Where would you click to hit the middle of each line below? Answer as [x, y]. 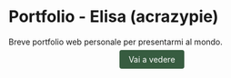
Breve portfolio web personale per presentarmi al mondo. [116, 42]
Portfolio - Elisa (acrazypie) [114, 17]
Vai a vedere [152, 59]
